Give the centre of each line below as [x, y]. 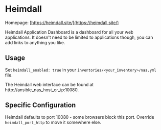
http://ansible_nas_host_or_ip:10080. [42, 90]
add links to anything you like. [35, 42]
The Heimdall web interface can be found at [49, 84]
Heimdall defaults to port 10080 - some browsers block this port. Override [80, 117]
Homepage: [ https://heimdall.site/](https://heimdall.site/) [62, 23]
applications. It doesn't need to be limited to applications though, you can [79, 37]
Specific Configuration [40, 105]
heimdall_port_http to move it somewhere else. [53, 122]
